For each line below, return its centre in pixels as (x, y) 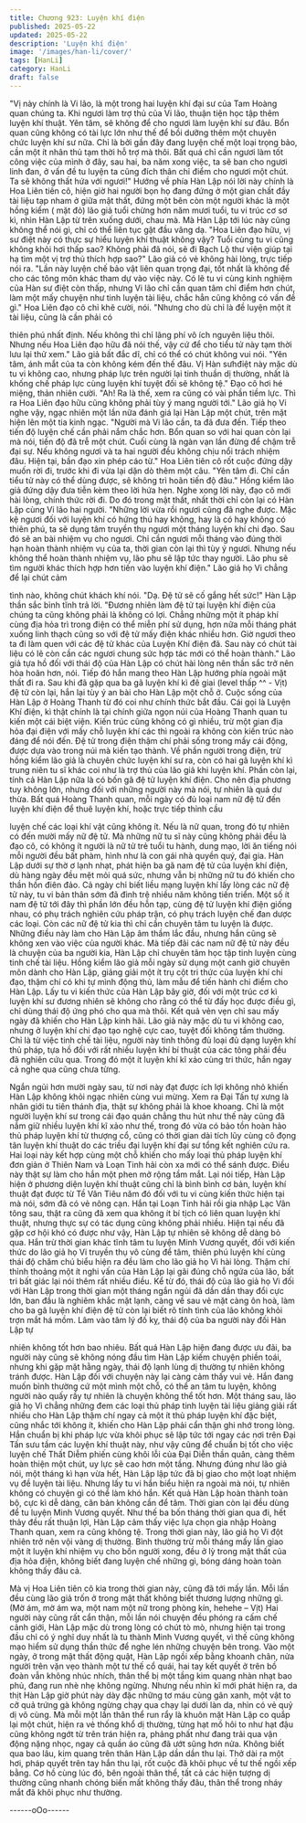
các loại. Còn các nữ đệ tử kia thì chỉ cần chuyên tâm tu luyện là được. (142, 923)
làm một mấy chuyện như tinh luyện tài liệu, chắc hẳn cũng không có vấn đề (153, 297)
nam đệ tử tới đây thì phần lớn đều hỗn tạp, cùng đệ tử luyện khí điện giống (151, 904)
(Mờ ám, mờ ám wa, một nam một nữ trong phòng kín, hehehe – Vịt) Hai (144, 1607)
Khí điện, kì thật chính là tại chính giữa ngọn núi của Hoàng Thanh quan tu (148, 711)
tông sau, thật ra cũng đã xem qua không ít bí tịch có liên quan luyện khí (145, 1213)
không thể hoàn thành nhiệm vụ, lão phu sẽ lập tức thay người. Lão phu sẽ (149, 557)
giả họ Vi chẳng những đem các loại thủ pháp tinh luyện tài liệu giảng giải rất (153, 1405)
